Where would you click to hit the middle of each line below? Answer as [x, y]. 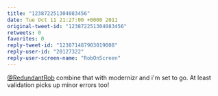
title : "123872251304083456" [49, 13]
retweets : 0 [24, 33]
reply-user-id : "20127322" [46, 52]
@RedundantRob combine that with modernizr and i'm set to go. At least [109, 77]
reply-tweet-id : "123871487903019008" [62, 45]
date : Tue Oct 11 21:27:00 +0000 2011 [62, 20]
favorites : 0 [26, 39]
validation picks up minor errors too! [58, 85]
